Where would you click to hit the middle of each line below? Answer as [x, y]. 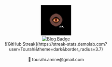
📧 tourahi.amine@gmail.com [56, 59]
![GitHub [13, 44]
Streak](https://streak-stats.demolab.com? [65, 44]
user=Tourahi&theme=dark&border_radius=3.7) [56, 49]
